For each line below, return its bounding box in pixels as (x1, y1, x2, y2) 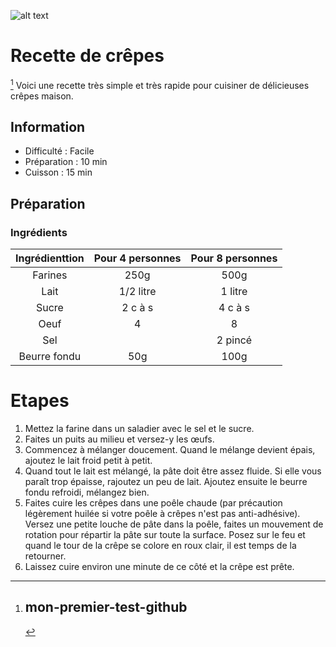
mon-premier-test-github (24, 599, 188, 616)
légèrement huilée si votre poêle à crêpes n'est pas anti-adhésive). (24, 508, 301, 520)
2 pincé (216, 333, 253, 347)
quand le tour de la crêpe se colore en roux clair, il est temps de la (24, 540, 297, 552)
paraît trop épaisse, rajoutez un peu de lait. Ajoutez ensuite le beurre (24, 476, 308, 488)
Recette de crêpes (10, 45, 165, 67)
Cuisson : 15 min (24, 166, 93, 179)
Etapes (10, 390, 70, 412)
